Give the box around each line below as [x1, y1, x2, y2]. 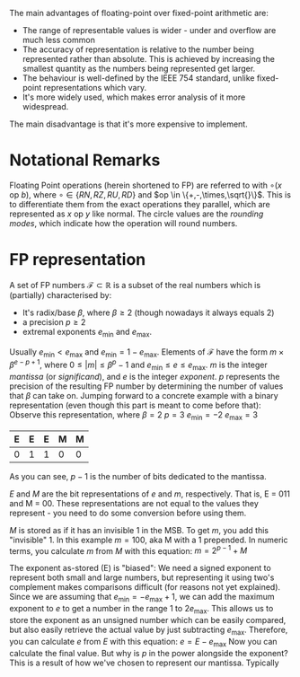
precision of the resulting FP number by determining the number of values [9, 381, 284, 391]
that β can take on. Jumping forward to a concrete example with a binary [9, 390, 278, 400]
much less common [22, 35, 96, 45]
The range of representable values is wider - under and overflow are [22, 25, 277, 35]
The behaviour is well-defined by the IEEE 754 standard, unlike [22, 73, 255, 84]
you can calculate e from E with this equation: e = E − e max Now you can [9, 636, 278, 649]
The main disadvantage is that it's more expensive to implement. [9, 119, 249, 129]
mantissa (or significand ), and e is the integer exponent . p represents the [9, 371, 280, 382]
